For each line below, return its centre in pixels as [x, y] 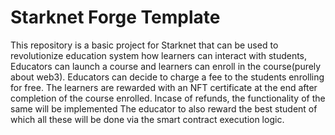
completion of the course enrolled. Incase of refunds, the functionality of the [168, 98]
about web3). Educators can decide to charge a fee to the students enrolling [167, 77]
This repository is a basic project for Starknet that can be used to [144, 45]
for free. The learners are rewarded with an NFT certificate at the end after [164, 87]
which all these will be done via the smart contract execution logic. [147, 119]
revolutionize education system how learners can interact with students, [159, 55]
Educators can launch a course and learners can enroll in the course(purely [166, 66]
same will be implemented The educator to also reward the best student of [164, 108]
